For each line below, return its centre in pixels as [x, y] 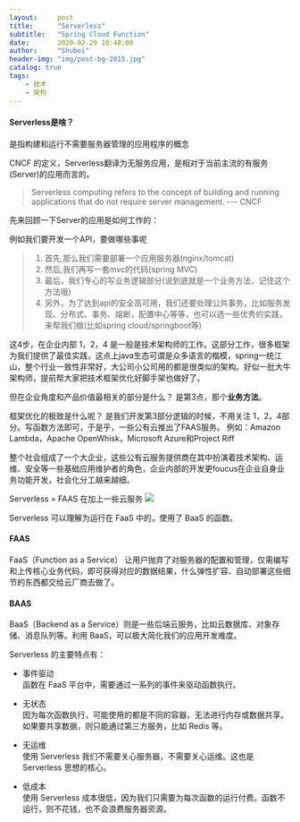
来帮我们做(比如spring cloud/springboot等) [123, 325]
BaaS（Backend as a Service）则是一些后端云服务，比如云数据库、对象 [141, 624]
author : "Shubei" [50, 51]
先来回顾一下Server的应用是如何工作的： [84, 219]
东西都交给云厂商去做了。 [71, 582]
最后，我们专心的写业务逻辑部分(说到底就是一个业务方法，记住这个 [167, 280]
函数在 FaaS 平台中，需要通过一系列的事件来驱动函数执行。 [131, 685]
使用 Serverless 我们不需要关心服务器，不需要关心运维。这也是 [138, 757]
